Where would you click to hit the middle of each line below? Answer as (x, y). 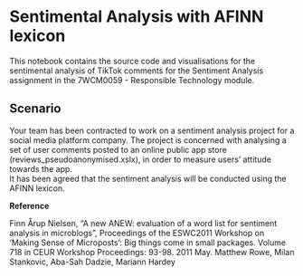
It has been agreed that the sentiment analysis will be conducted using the (148, 178)
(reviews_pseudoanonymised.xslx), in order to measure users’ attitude (140, 159)
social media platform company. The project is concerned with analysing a (148, 140)
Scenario (35, 109)
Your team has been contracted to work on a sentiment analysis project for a (152, 130)
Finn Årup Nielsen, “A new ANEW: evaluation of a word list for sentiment (143, 223)
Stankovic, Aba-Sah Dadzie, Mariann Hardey (93, 262)
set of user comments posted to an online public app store (118, 149)
